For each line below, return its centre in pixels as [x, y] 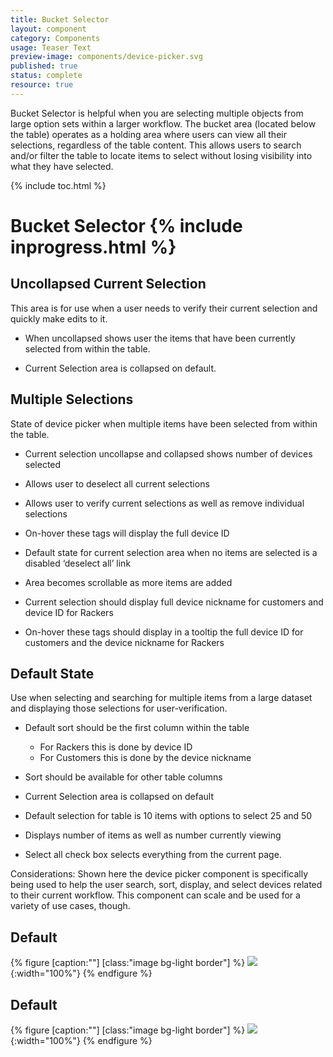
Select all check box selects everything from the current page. [153, 855]
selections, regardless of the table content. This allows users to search [156, 145]
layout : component [48, 29]
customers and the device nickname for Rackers [124, 642]
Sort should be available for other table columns [123, 777]
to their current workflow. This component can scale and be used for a [155, 895]
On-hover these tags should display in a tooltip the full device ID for [164, 632]
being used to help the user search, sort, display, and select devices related [166, 885]
